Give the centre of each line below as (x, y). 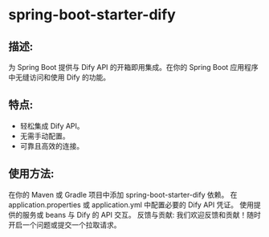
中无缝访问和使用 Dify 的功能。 (59, 77)
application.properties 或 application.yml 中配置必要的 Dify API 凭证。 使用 (131, 204)
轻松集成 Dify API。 (52, 125)
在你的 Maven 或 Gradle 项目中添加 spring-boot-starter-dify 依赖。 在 (123, 194)
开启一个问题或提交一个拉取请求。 (65, 225)
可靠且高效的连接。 (52, 145)
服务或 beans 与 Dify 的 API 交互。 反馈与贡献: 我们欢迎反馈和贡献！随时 (141, 215)
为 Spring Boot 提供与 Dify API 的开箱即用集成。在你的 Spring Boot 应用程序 (133, 67)
